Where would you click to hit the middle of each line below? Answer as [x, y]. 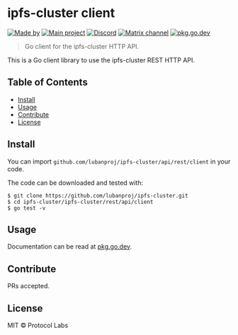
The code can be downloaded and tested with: [75, 183]
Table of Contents [48, 83]
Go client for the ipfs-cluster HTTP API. [82, 46]
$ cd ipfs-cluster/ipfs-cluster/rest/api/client [80, 202]
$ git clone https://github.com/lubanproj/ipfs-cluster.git [98, 195]
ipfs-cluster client [61, 13]
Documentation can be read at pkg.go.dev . [70, 246]
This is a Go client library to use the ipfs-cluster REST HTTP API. [101, 60]
